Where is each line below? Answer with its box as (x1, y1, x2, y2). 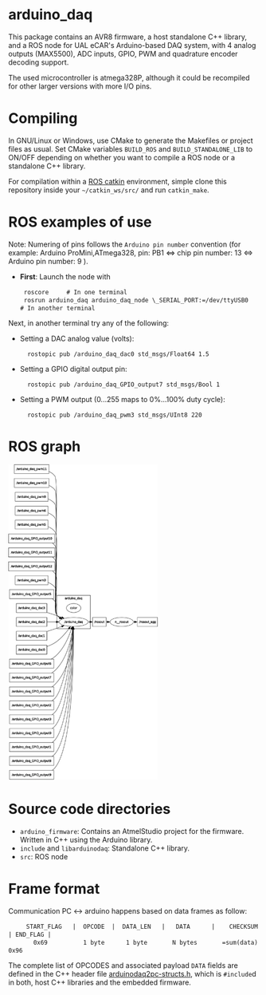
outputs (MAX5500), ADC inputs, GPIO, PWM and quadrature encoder (8, 49, 238, 58)
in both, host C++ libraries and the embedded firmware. (8, 977, 191, 987)
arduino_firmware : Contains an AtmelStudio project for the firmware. (19, 826, 244, 835)
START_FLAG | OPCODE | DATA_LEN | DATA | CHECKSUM (25, 922, 259, 930)
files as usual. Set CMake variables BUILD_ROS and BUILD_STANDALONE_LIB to (8, 144, 253, 153)
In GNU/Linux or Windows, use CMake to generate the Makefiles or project (8, 136, 253, 145)
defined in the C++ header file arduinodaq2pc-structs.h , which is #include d (8, 969, 256, 978)
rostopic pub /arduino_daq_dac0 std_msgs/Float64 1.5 (27, 349, 209, 358)
